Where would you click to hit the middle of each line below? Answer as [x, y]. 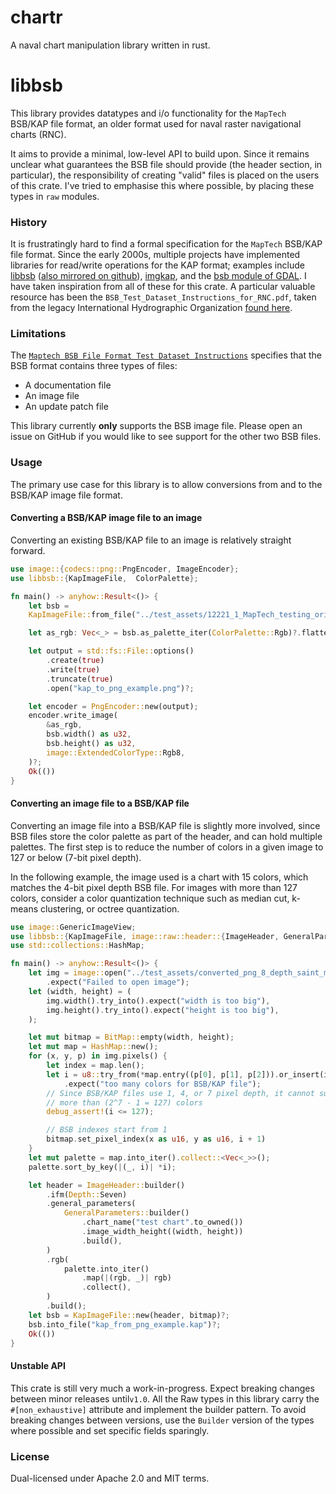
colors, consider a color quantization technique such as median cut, [150, 898]
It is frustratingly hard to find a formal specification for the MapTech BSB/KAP [166, 244]
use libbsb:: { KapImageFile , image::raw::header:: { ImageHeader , [145, 936]
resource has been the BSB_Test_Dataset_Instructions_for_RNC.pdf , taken [163, 297]
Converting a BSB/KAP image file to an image [106, 518]
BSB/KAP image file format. [66, 495]
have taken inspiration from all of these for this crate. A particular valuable [163, 287]
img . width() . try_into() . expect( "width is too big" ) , [158, 1001]
